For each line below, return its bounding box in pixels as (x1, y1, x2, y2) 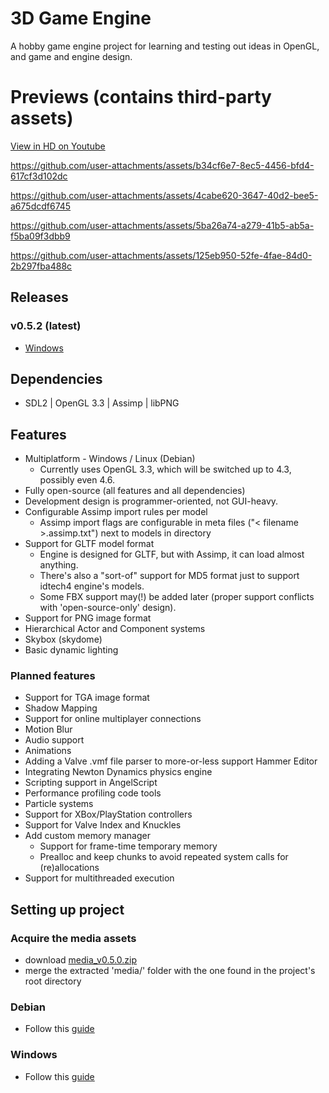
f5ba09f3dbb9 (10, 230, 71, 242)
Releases (10, 289, 69, 306)
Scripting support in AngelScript (24, 777, 158, 789)
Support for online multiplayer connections (24, 713, 202, 725)
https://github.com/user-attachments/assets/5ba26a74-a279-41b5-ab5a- (10, 219, 315, 231)
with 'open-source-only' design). (39, 602, 177, 614)
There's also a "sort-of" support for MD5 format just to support (39, 570, 300, 582)
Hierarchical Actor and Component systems (24, 623, 206, 635)
